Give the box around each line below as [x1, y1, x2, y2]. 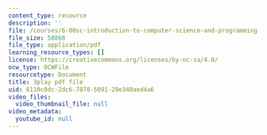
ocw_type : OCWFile [8, 64, 69, 71]
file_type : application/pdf [8, 41, 102, 49]
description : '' [8, 19, 62, 27]
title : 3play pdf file [8, 78, 83, 86]
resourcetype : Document [8, 71, 87, 79]
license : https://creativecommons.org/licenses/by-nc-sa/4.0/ [8, 56, 219, 64]
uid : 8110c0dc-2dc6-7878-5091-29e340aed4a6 [8, 85, 155, 94]
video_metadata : [8, 108, 62, 116]
